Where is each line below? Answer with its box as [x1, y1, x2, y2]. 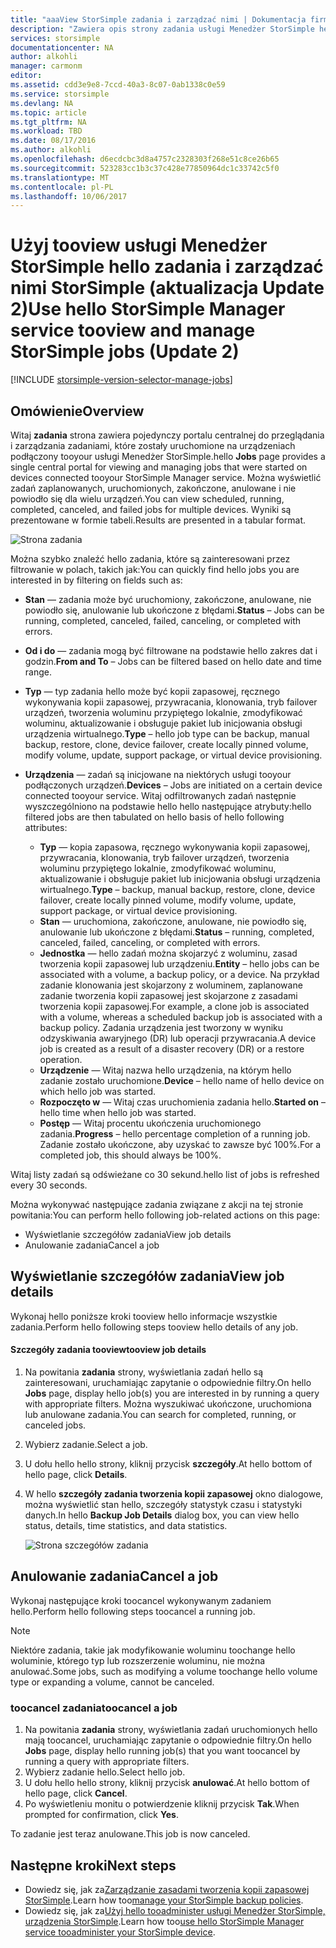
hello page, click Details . [24, 1469, 128, 1481]
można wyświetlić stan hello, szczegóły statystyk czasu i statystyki [24, 1499, 303, 1511]
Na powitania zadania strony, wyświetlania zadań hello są [24, 1366, 264, 1378]
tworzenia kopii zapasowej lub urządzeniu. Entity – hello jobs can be [39, 958, 320, 970]
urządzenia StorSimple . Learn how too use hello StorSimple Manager [24, 1915, 305, 1927]
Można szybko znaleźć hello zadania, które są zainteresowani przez [10, 553, 291, 565]
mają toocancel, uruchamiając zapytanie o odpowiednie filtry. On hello [24, 1734, 312, 1746]
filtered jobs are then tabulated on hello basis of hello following [24, 811, 285, 823]
